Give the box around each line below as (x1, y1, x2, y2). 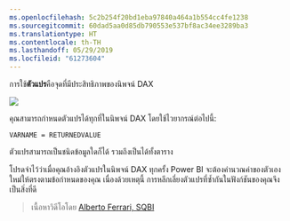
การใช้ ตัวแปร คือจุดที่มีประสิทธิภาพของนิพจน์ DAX (9, 79, 154, 89)
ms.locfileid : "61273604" (9, 54, 105, 63)
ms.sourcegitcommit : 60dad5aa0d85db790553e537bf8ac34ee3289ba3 (9, 21, 249, 30)
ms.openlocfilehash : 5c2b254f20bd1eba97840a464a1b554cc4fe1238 (9, 12, 249, 22)
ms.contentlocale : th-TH (9, 37, 101, 47)
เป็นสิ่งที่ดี (9, 184, 37, 194)
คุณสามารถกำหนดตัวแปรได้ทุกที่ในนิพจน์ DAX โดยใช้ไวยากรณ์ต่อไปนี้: (9, 113, 217, 123)
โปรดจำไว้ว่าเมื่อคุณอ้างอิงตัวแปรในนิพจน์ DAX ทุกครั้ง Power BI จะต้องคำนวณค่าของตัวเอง (9, 164, 282, 174)
